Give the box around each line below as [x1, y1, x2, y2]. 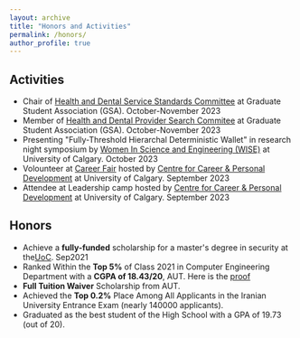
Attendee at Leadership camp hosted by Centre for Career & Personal [22, 183, 282, 193]
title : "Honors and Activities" [9, 22, 131, 31]
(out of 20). [22, 318, 65, 330]
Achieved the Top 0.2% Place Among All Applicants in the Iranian [22, 290, 267, 301]
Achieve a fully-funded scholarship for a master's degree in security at [22, 241, 289, 253]
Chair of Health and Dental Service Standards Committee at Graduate [22, 96, 282, 107]
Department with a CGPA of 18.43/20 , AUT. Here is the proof [22, 270, 251, 281]
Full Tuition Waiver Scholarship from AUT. [22, 280, 181, 291]
